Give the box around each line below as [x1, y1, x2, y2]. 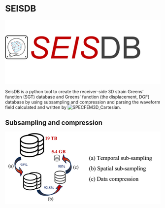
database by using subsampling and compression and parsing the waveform [5, 99, 161, 105]
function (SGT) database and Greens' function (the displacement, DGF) [5, 94, 150, 100]
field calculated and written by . [5, 104, 122, 110]
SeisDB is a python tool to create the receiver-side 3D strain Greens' [5, 88, 144, 94]
